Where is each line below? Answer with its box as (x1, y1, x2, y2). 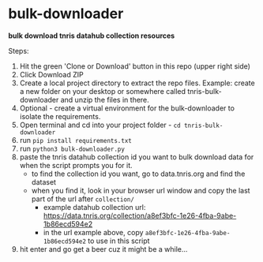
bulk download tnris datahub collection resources (8, 31, 175, 40)
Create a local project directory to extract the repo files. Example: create (19, 78, 255, 88)
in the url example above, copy (43, 227, 144, 237)
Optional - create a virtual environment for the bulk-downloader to (19, 103, 235, 113)
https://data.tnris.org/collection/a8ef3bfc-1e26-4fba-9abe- (43, 211, 237, 220)
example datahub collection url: (43, 202, 146, 211)
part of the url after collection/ (31, 194, 134, 204)
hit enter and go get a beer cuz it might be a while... (19, 244, 188, 253)
